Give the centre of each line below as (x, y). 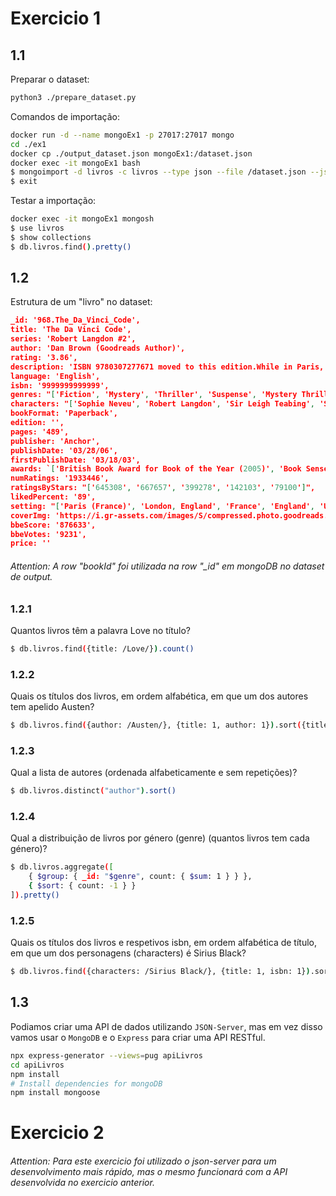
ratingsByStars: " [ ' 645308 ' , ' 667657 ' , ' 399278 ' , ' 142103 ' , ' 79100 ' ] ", (163, 488)
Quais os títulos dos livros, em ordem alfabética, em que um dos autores (159, 696)
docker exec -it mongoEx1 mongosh (82, 219)
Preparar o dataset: (50, 79)
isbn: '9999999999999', (60, 385)
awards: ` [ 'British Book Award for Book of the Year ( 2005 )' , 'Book (156, 469)
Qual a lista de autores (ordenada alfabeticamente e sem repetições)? (154, 773)
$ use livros (37, 228)
